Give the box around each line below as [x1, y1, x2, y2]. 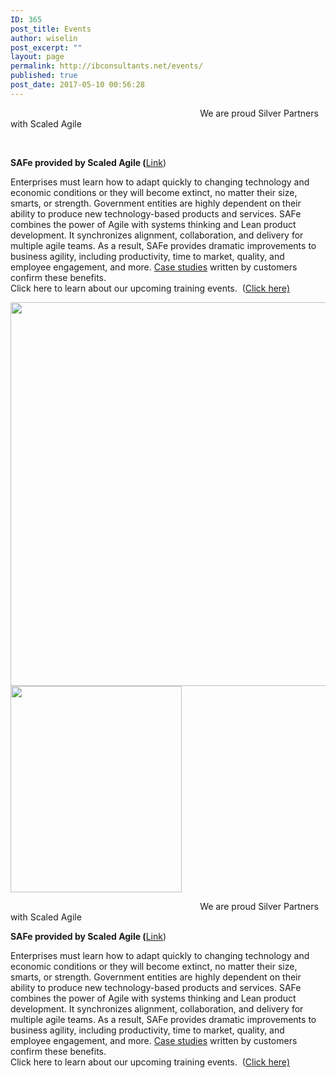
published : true [10, 71, 78, 81]
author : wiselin [10, 33, 78, 43]
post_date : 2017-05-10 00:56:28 [10, 80, 145, 90]
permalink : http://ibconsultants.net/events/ [10, 61, 203, 71]
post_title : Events [10, 24, 92, 34]
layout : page [10, 52, 65, 62]
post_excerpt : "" [10, 42, 83, 53]
